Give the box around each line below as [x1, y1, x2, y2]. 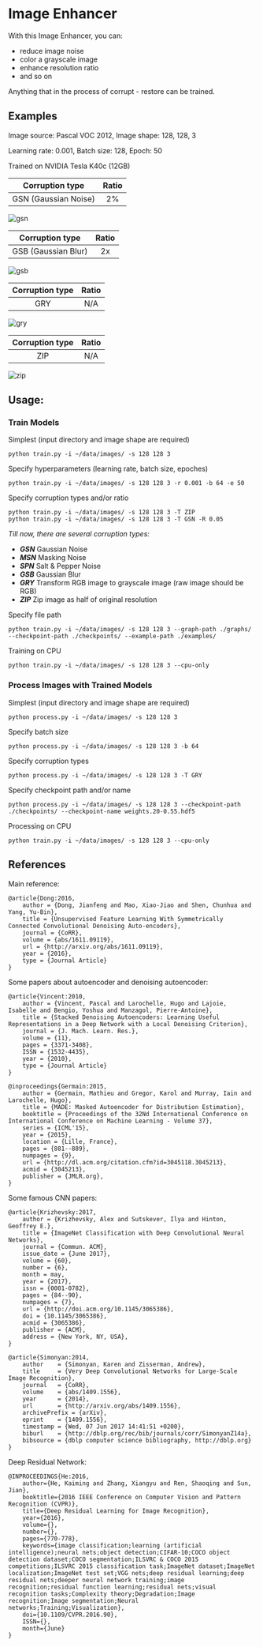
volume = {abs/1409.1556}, [22, 1388, 122, 1396]
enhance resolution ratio [19, 62, 99, 72]
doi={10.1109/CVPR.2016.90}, [22, 1611, 118, 1619]
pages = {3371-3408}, [22, 1040, 93, 1049]
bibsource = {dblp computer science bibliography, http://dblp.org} [22, 1436, 252, 1444]
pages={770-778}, [22, 1534, 80, 1543]
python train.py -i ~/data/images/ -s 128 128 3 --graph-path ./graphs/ [8, 626, 252, 634]
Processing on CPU [8, 821, 72, 830]
